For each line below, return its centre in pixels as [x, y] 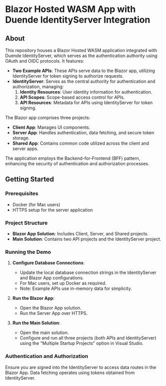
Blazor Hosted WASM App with [71, 9]
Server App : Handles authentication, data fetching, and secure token [83, 133]
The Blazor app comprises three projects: [48, 118]
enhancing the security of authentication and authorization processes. [77, 163]
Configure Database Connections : [48, 263]
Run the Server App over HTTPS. [54, 313]
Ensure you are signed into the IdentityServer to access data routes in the [81, 367]
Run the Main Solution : [36, 323]
